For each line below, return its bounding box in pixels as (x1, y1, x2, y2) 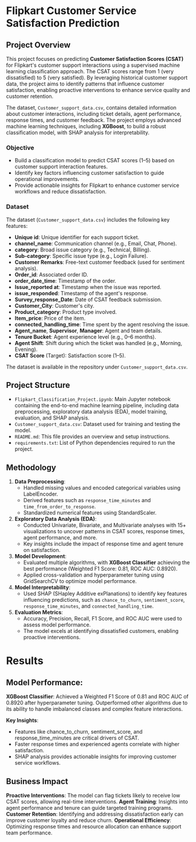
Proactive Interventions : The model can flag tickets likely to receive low (6, 792, 180, 799)
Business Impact (6, 776, 68, 786)
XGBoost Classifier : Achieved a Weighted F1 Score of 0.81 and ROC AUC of (6, 693, 189, 700)
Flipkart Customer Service (6, 4, 137, 18)
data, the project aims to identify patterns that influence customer (6, 80, 165, 87)
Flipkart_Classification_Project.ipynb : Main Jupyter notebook (14, 396, 171, 403)
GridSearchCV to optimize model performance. (23, 578, 137, 585)
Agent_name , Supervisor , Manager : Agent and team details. (14, 327, 163, 334)
